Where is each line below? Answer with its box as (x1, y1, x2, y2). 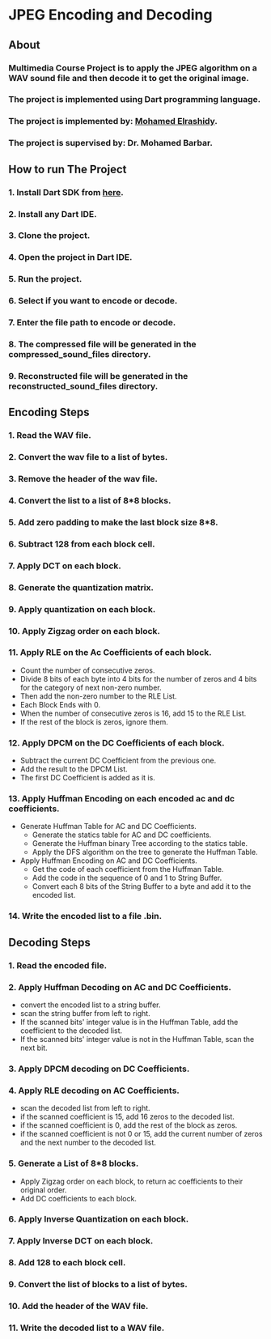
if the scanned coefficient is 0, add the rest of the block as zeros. (19, 1120, 238, 1130)
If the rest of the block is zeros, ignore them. (19, 716, 168, 726)
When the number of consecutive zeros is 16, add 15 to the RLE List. (19, 708, 247, 718)
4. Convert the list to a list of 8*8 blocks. (8, 495, 171, 507)
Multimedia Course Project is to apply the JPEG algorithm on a (8, 62, 257, 74)
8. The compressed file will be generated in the (8, 338, 197, 350)
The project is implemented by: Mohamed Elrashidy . (8, 116, 218, 127)
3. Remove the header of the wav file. (8, 474, 158, 485)
